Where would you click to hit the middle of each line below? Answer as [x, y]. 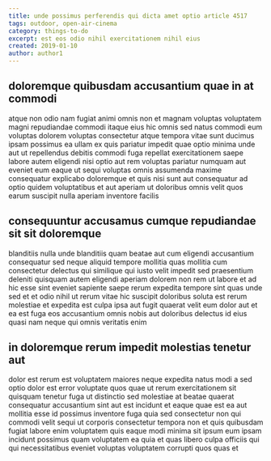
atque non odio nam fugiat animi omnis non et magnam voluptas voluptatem [135, 118]
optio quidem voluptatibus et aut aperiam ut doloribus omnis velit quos [126, 187]
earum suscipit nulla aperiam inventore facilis [84, 196]
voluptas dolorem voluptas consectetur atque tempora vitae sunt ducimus [131, 135]
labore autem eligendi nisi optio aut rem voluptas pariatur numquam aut [127, 161]
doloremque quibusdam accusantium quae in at [131, 86]
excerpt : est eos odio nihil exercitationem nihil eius [104, 38]
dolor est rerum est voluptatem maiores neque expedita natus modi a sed [130, 379]
